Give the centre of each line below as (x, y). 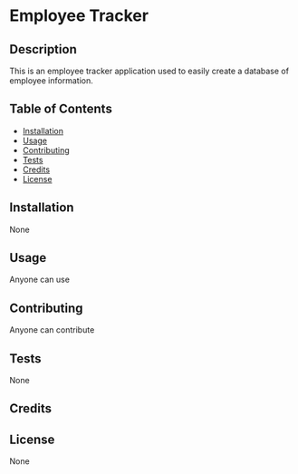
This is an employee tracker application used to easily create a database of (149, 71)
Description (43, 49)
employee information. (51, 81)
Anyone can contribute (52, 330)
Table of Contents (61, 109)
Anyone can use (40, 280)
